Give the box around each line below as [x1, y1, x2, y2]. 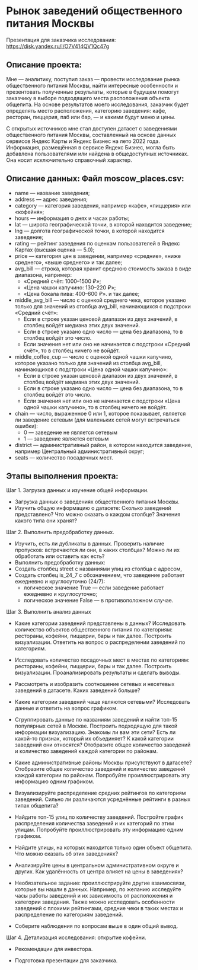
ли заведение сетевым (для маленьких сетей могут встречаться [14, 416, 180, 423]
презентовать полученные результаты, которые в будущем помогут [6, 88, 180, 95]
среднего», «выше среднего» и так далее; [14, 259, 123, 266]
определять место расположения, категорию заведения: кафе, [6, 107, 167, 114]
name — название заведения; [14, 189, 90, 196]
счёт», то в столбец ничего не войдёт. [23, 347, 120, 354]
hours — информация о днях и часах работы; [14, 215, 130, 222]
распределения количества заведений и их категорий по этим [14, 820, 174, 827]
